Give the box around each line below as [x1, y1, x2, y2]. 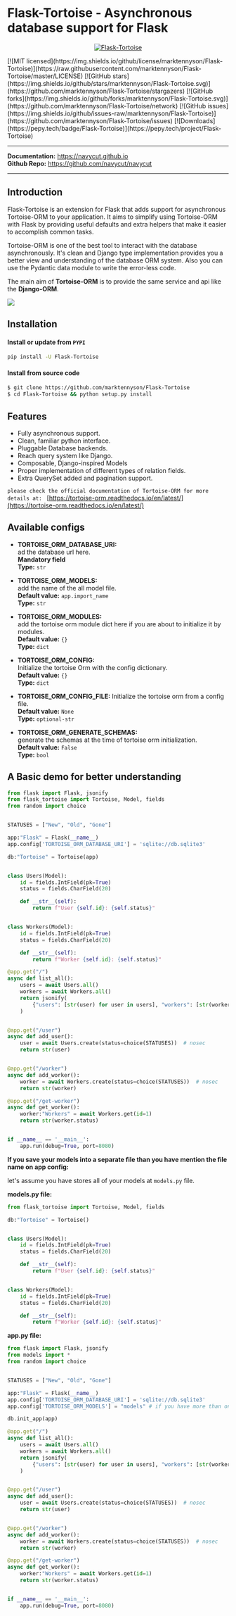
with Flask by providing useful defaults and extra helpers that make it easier [7, 220, 227, 228]
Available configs [7, 522, 86, 534]
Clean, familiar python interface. [17, 436, 111, 445]
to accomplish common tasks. [7, 227, 94, 236]
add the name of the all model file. [17, 583, 117, 592]
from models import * [7, 1351, 71, 1359]
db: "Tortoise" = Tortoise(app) [7, 853, 99, 860]
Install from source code [7, 368, 80, 377]
